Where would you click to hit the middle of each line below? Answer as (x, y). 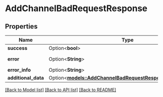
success (17, 48)
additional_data (26, 78)
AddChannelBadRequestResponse (76, 8)
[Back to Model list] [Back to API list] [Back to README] (61, 90)
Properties (21, 26)
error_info (19, 70)
